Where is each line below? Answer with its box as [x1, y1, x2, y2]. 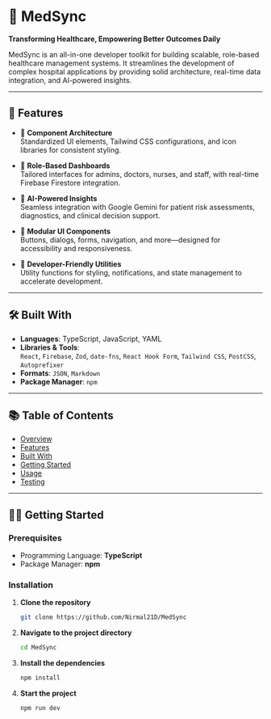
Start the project [19, 688, 77, 698]
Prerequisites [8, 532, 62, 544]
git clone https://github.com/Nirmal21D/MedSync [19, 613, 187, 621]
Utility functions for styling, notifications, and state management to [19, 267, 242, 277]
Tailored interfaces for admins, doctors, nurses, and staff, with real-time [19, 169, 260, 179]
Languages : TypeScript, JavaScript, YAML [19, 334, 162, 343]
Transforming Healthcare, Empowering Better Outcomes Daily [8, 34, 221, 44]
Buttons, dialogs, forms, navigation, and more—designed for [19, 234, 221, 245]
